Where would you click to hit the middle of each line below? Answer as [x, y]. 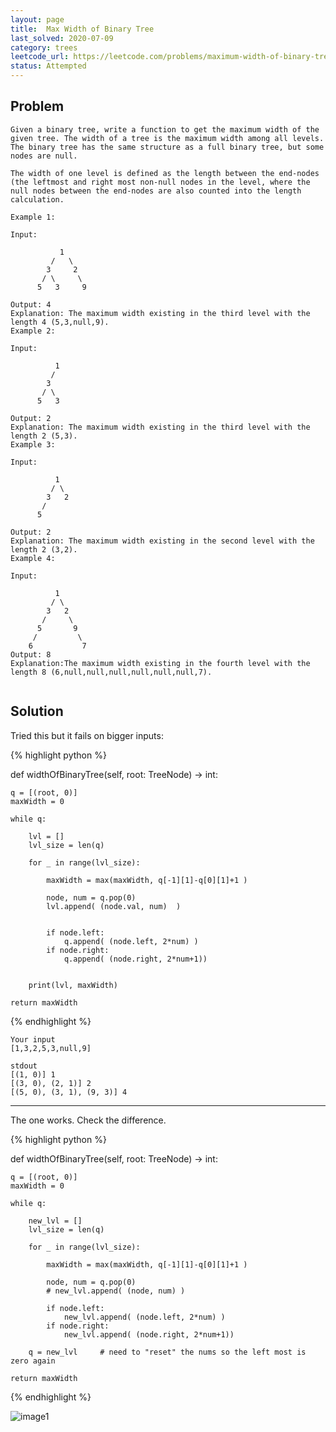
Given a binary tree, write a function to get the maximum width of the [165, 129]
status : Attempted [48, 66]
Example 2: [33, 331]
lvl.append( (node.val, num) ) [114, 906]
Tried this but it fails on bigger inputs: [87, 735]
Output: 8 [31, 654]
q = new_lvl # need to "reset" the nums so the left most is [167, 1352]
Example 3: [33, 444]
